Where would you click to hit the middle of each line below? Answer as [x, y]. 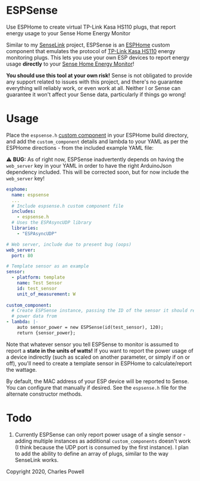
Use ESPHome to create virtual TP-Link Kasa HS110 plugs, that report [91, 27]
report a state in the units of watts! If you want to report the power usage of [100, 350]
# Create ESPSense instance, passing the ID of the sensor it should [99, 311]
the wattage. [22, 369]
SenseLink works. [37, 460]
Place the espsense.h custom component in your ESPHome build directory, [97, 135]
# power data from [35, 316]
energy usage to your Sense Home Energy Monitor [68, 33]
